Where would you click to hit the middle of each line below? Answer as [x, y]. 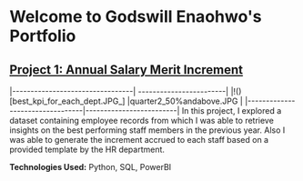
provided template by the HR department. [87, 149]
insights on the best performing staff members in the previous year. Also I [147, 130]
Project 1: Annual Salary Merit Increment [126, 70]
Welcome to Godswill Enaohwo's [136, 17]
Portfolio [43, 36]
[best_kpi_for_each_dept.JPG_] [67, 101]
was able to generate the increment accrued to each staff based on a [139, 140]
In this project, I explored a [232, 111]
